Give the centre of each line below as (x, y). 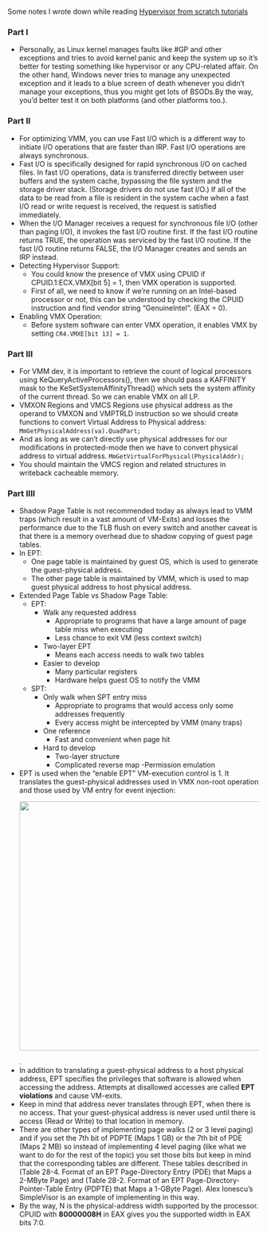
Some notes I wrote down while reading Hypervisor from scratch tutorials (128, 12)
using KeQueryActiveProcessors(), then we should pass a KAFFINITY (132, 379)
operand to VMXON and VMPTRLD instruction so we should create (128, 413)
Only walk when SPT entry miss (95, 698)
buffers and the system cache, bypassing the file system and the (126, 181)
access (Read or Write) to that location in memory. (102, 1121)
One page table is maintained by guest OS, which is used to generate (144, 562)
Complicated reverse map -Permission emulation (135, 765)
